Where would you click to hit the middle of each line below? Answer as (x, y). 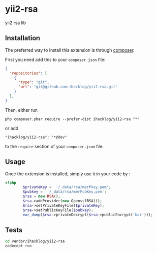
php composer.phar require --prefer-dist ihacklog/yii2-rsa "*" (72, 119)
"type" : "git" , (34, 82)
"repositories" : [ (29, 73)
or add (12, 128)
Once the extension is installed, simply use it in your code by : (68, 174)
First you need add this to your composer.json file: (55, 60)
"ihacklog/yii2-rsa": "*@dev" (36, 137)
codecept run (18, 246)
